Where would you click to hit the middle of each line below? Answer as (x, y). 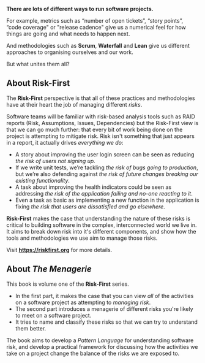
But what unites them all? (38, 64)
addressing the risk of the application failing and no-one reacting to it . (104, 193)
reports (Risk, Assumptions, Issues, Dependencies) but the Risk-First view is (102, 123)
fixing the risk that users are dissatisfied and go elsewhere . (90, 206)
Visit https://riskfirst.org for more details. (59, 250)
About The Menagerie (49, 269)
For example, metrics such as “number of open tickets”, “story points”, (95, 21)
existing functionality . (43, 180)
